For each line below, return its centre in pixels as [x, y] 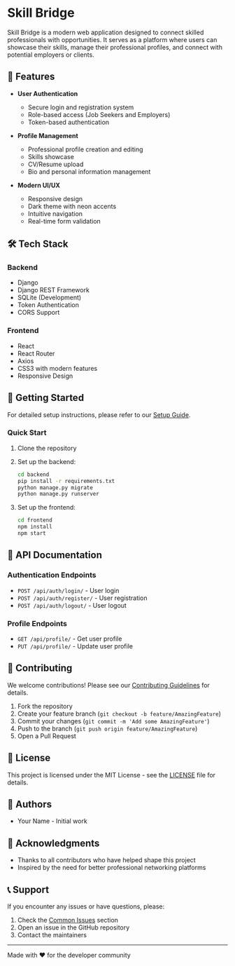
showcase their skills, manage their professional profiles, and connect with [115, 47]
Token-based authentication [69, 122]
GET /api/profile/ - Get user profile [70, 639]
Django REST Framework [53, 290]
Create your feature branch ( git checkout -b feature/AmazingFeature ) [119, 714]
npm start [32, 533]
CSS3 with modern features [57, 368]
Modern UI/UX [39, 185]
